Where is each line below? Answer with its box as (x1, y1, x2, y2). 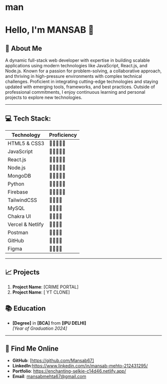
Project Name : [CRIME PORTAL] (12, 284, 79, 290)
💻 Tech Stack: (5, 114, 51, 123)
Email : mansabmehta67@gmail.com (12, 374, 86, 380)
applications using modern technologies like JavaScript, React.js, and (5, 63, 148, 69)
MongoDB (7, 173, 31, 179)
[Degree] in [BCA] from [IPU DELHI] (12, 320, 86, 326)
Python (7, 181, 25, 187)
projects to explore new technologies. (5, 94, 83, 101)
